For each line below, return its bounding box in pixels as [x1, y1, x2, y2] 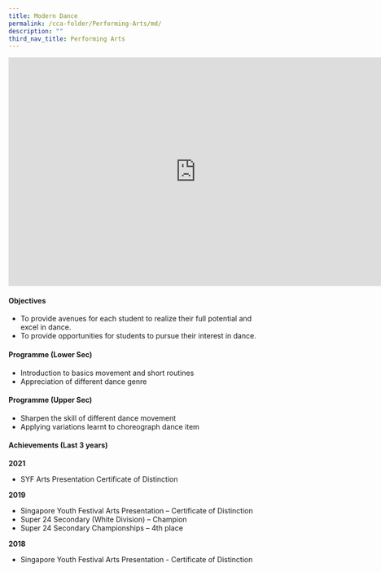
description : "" [8, 27, 63, 35]
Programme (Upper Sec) [8, 395, 93, 405]
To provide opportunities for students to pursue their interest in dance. [20, 331, 256, 341]
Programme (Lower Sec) [8, 350, 93, 360]
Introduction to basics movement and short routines [20, 368, 195, 378]
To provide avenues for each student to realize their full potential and [20, 314, 252, 324]
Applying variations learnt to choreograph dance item [20, 421, 199, 431]
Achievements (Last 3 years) [8, 440, 108, 450]
